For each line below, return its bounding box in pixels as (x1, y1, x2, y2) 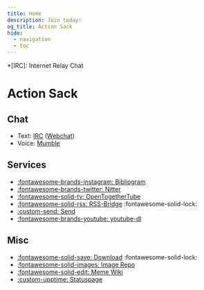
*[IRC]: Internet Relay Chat (7, 62, 84, 69)
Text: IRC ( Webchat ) (17, 132, 75, 139)
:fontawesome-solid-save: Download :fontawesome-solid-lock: (17, 253, 198, 261)
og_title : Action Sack (7, 23, 73, 30)
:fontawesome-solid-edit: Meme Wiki (17, 268, 123, 276)
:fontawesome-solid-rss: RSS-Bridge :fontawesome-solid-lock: (17, 199, 198, 208)
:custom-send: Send (17, 207, 76, 215)
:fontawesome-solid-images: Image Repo (17, 260, 136, 268)
